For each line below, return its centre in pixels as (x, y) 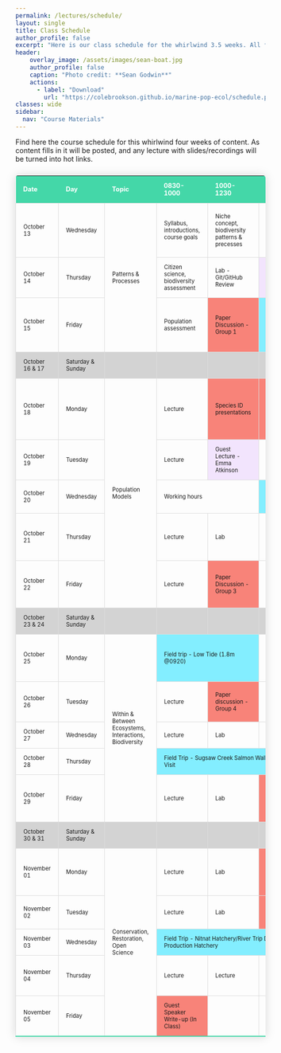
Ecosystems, (129, 728)
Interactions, (129, 735)
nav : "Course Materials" (64, 119)
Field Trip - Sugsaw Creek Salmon (209, 757)
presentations (233, 412)
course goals (181, 237)
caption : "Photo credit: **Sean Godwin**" (101, 75)
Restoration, (128, 938)
